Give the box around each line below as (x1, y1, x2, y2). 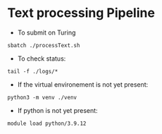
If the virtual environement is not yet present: (17, 80, 149, 89)
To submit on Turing (17, 28, 76, 37)
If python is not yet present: (17, 106, 98, 114)
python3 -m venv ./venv (7, 94, 77, 101)
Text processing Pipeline (7, 5, 155, 21)
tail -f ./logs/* (7, 68, 58, 75)
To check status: (17, 54, 66, 63)
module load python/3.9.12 (7, 120, 87, 127)
